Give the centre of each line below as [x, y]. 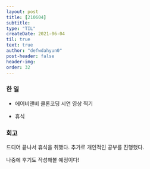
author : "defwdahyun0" [34, 51]
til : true [18, 39]
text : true [20, 45]
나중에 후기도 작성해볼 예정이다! [43, 159]
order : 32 [18, 67]
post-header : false [30, 56]
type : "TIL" [21, 28]
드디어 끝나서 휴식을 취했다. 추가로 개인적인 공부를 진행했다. [75, 147]
